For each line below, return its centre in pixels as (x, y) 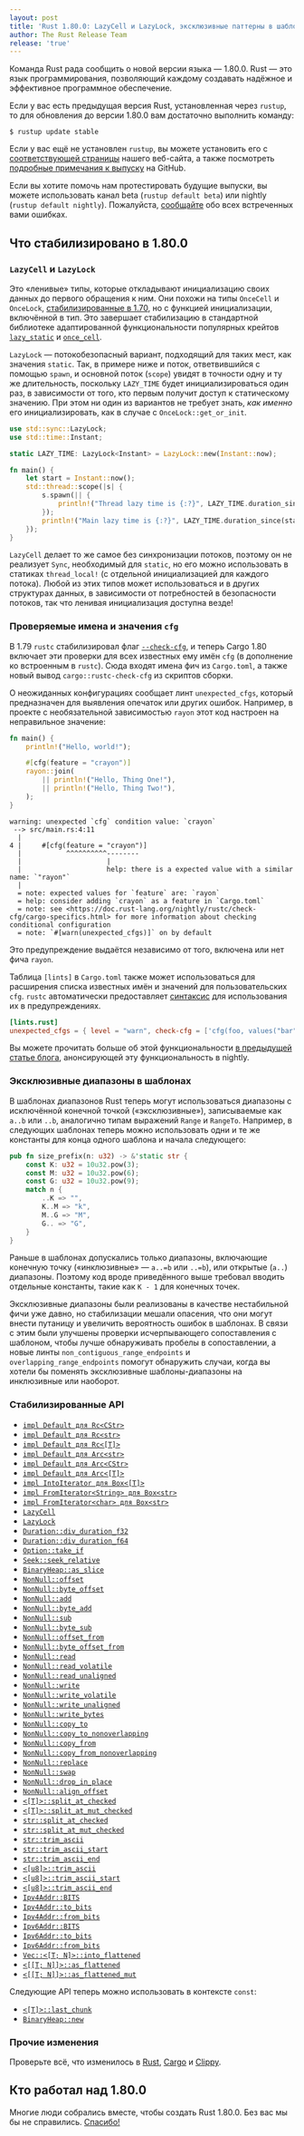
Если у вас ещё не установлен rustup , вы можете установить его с (139, 149)
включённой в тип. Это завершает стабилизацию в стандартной (134, 317)
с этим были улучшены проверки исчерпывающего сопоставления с (143, 1333)
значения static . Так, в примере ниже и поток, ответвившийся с (135, 364)
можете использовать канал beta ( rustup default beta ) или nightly (138, 195)
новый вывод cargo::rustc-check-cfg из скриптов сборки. (121, 675)
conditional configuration (60, 925)
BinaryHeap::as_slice (63, 1570)
